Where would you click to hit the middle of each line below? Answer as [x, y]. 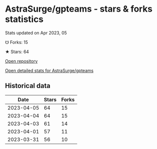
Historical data [28, 86]
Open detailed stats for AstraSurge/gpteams [49, 70]
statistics [24, 19]
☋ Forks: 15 [17, 42]
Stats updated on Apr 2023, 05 [36, 33]
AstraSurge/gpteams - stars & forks [79, 9]
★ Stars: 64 [17, 52]
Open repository [21, 61]
